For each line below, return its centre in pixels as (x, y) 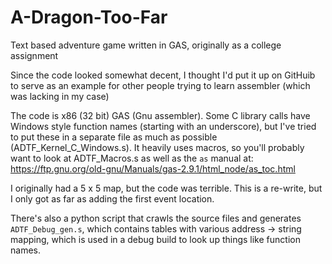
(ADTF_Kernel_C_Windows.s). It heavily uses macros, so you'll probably (157, 147)
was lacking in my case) (60, 96)
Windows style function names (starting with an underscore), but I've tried (163, 126)
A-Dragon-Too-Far (89, 17)
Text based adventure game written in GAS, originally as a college (146, 45)
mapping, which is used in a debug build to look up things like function (155, 239)
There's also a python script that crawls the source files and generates (156, 218)
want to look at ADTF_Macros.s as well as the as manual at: (132, 158)
